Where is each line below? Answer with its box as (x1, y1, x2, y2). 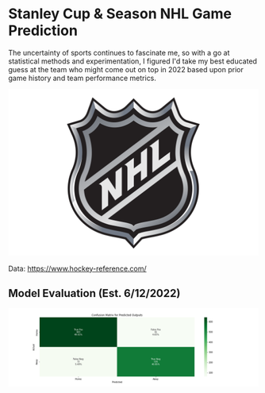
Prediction (8, 21, 78, 40)
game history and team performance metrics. (8, 73, 157, 83)
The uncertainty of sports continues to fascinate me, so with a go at (8, 48, 230, 57)
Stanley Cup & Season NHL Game (8, 5, 232, 23)
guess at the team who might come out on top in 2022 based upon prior (8, 64, 244, 74)
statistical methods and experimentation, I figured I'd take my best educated (8, 56, 258, 66)
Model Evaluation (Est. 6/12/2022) (8, 287, 181, 300)
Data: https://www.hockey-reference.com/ (8, 264, 147, 273)
